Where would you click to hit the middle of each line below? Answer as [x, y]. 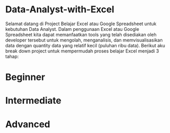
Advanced [28, 124]
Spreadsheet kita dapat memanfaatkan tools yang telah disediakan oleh [81, 34]
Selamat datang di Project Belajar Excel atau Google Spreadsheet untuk [81, 24]
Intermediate [33, 101]
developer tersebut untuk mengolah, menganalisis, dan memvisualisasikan [84, 40]
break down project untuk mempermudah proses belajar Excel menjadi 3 [82, 51]
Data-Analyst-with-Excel [60, 9]
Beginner [25, 77]
